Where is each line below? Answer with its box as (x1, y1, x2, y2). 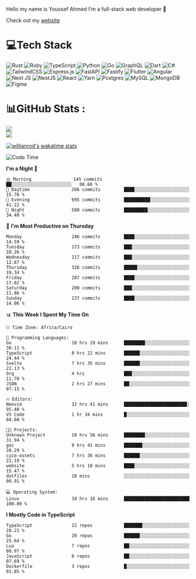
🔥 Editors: (6, 396, 33, 402)
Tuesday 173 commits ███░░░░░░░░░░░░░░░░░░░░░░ (6, 244, 190, 250)
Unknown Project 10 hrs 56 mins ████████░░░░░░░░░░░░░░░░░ (6, 432, 190, 438)
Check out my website (6, 17, 60, 23)
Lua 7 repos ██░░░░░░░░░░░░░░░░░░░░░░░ (6, 543, 190, 549)
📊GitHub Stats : (6, 102, 86, 115)
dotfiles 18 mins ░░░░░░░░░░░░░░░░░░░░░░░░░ (6, 473, 190, 479)
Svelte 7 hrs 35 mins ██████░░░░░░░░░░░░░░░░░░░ (6, 360, 190, 366)
